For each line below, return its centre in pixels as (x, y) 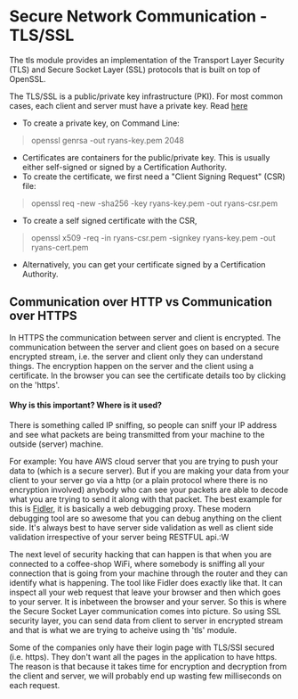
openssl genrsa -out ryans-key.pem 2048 (108, 140)
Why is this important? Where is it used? (86, 405)
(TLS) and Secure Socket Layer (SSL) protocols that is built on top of (135, 70)
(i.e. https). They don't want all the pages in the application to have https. (143, 656)
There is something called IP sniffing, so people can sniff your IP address (143, 424)
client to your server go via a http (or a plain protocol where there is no (139, 480)
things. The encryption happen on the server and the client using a (132, 366)
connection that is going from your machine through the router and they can (149, 573)
